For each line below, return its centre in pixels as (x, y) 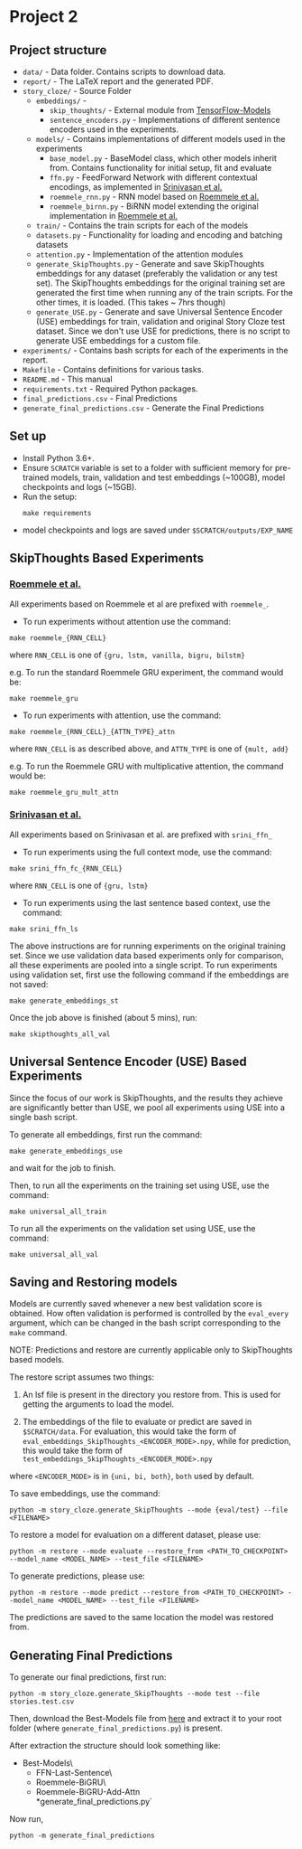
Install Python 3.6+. (58, 458)
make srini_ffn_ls (44, 929)
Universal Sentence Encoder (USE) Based (128, 1062)
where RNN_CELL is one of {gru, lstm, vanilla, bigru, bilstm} (127, 655)
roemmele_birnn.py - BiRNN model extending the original (154, 206)
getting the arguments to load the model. (98, 1404)
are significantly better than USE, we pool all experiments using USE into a (147, 1107)
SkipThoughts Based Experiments (107, 558)
